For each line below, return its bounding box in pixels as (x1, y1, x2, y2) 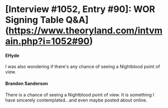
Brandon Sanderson (5, 80, 48, 86)
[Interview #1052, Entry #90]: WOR (5, 4, 155, 15)
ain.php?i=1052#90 (5, 36, 90, 47)
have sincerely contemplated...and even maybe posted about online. (5, 97, 147, 103)
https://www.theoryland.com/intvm (8, 25, 163, 36)
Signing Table (5, 14, 64, 26)
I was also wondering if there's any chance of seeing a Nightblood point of (5, 64, 160, 70)
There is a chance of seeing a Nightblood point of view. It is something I (5, 91, 154, 97)
